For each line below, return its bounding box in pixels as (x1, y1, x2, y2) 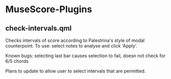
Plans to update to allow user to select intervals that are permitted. (5, 68, 146, 74)
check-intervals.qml (5, 24, 72, 33)
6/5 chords (5, 58, 29, 64)
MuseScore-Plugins (5, 4, 92, 15)
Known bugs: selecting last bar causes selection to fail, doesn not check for (5, 52, 166, 59)
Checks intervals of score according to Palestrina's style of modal (5, 37, 145, 43)
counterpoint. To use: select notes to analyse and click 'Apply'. (5, 43, 138, 49)
